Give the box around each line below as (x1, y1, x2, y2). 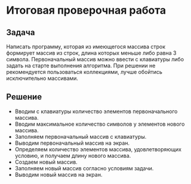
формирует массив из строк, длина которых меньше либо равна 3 (6, 49, 177, 57)
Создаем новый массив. (14, 158, 78, 166)
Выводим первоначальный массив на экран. (14, 139, 130, 146)
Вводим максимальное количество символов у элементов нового (14, 120, 185, 127)
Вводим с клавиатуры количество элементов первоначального (14, 108, 178, 115)
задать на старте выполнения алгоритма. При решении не (6, 62, 156, 69)
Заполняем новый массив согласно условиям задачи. (14, 164, 154, 171)
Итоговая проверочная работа (6, 4, 167, 17)
